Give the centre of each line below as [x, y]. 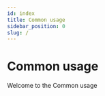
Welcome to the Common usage [52, 86]
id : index [21, 13]
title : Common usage [36, 20]
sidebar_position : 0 [36, 26]
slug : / [18, 33]
